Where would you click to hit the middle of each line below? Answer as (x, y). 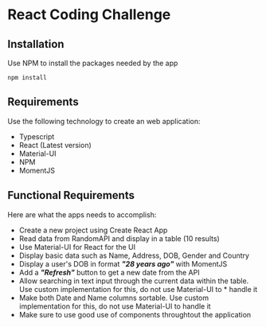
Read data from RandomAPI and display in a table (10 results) (119, 238)
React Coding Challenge (89, 15)
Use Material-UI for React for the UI (77, 247)
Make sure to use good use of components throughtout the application (135, 314)
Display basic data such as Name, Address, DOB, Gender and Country (134, 255)
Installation (36, 44)
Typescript (37, 136)
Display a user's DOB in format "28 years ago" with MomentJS (123, 263)
